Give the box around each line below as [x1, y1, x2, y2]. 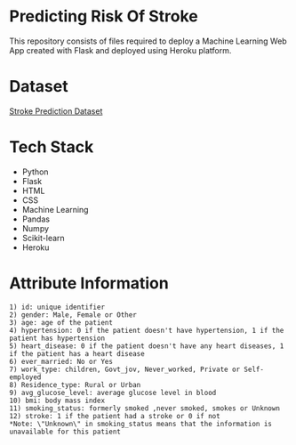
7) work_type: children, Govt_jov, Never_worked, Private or [9, 365, 241, 374]
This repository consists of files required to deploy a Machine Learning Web [9, 36, 287, 46]
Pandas [21, 214, 51, 224]
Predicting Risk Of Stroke [9, 6, 198, 27]
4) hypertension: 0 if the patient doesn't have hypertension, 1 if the [9, 326, 284, 335]
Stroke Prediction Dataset [9, 105, 103, 117]
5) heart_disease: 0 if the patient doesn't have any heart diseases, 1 [9, 341, 284, 351]
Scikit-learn [21, 232, 65, 243]
